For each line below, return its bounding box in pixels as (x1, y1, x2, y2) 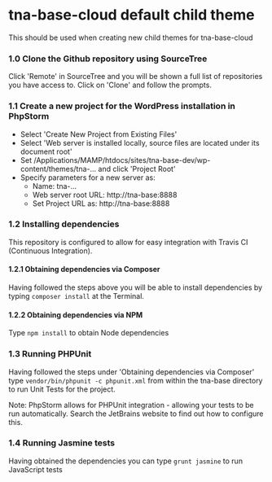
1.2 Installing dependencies (8, 218, 120, 230)
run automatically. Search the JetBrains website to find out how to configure (8, 409, 264, 418)
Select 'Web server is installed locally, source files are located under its (20, 138, 260, 147)
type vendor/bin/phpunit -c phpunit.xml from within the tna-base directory (8, 375, 263, 385)
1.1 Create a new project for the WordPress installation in (8, 100, 236, 112)
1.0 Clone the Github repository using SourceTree (8, 53, 208, 64)
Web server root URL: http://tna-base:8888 (32, 190, 178, 199)
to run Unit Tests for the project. (8, 384, 116, 394)
